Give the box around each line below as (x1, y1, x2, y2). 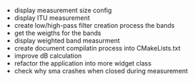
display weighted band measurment (14, 36, 120, 45)
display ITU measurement (14, 14, 91, 22)
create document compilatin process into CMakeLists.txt (14, 44, 181, 52)
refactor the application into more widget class (14, 59, 152, 67)
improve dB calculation (14, 51, 82, 60)
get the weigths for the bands (14, 29, 101, 37)
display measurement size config (14, 6, 112, 14)
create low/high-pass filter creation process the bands (14, 21, 175, 29)
